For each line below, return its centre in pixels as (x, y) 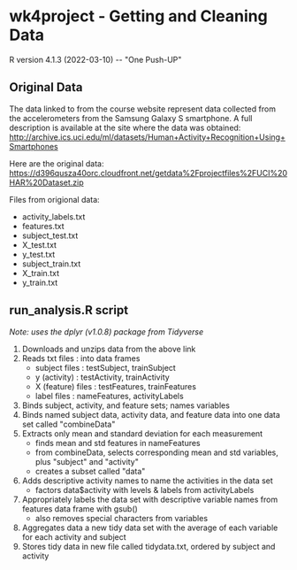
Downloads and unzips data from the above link (109, 349)
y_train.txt (40, 282)
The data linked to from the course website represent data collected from (143, 109)
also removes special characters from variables (122, 518)
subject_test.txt (50, 235)
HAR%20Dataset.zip (46, 182)
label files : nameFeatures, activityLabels (109, 396)
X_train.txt (41, 273)
